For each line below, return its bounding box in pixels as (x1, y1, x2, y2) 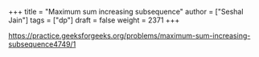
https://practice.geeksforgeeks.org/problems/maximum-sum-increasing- (8, 31, 251, 40)
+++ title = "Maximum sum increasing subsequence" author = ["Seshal (8, 7, 244, 16)
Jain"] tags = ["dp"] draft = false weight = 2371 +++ (8, 15, 180, 25)
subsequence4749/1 (8, 39, 76, 49)
